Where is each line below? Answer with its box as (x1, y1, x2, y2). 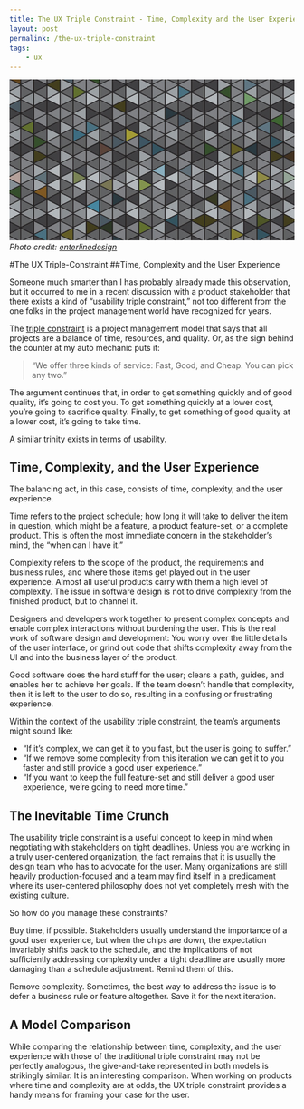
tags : (9, 44, 30, 53)
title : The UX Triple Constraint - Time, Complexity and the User (9, 15, 265, 24)
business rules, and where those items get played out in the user (9, 567, 251, 578)
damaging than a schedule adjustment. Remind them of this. (9, 964, 233, 975)
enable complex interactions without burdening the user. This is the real (9, 623, 277, 634)
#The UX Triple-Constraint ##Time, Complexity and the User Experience (9, 258, 280, 269)
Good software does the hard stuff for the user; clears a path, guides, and (9, 669, 285, 680)
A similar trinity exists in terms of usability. (9, 433, 167, 444)
